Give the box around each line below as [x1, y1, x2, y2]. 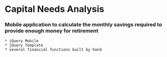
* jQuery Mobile [5, 39, 39, 44]
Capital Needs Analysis [5, 3, 105, 15]
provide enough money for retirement [5, 27, 99, 34]
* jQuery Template [5, 43, 43, 48]
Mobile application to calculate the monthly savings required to [5, 21, 162, 28]
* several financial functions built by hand [5, 47, 102, 53]
